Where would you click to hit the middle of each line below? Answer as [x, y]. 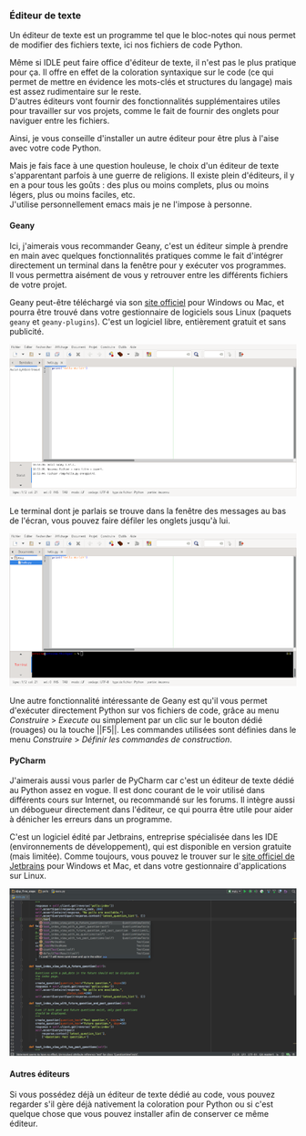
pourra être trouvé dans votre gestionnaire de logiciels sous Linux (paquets [150, 312]
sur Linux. [28, 876]
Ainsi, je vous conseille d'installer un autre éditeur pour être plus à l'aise [144, 139]
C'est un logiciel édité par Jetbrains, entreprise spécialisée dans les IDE [144, 837]
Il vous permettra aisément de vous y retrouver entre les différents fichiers [149, 274]
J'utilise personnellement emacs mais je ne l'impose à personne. [131, 204]
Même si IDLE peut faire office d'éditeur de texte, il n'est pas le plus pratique [153, 63]
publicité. [27, 331]
